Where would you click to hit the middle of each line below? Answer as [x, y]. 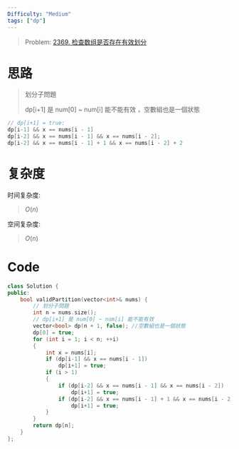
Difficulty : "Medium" [39, 14]
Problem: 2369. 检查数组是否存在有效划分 [86, 42]
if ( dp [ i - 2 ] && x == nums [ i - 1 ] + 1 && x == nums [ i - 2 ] [146, 399]
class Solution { [33, 286]
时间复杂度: [24, 195]
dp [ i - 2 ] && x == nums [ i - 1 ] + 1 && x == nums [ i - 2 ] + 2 [95, 143]
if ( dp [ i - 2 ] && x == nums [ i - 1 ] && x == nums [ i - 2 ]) [141, 385]
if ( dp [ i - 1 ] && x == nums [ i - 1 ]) [96, 359]
